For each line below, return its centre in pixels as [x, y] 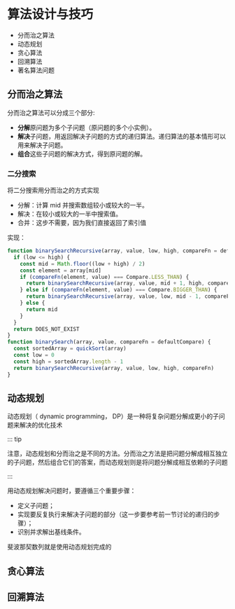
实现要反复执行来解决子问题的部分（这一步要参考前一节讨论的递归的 [115, 514]
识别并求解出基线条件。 [51, 532]
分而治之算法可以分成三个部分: [51, 112]
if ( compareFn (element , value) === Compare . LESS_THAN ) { [105, 277]
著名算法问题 [36, 70]
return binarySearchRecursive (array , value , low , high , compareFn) [114, 368]
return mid [42, 309]
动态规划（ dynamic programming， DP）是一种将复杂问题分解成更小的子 [113, 416]
